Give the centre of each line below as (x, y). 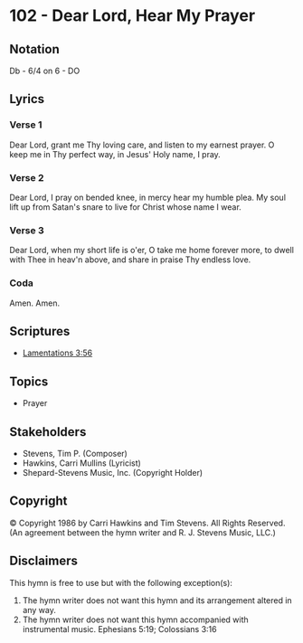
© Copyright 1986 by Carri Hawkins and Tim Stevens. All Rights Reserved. (147, 523)
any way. (39, 610)
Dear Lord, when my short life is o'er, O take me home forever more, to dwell (151, 251)
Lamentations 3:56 (57, 353)
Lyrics (27, 99)
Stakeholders (48, 432)
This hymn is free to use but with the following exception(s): (121, 582)
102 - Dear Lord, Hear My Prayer (133, 16)
